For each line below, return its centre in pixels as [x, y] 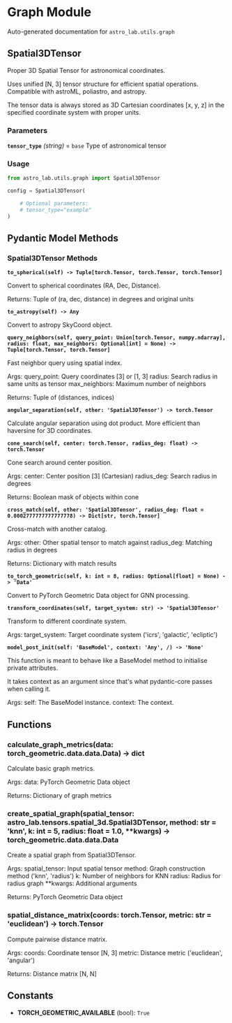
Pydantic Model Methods [63, 238]
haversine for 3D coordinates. [50, 431]
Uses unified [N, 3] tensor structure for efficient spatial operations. [103, 84]
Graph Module [49, 12]
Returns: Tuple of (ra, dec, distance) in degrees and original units [100, 299]
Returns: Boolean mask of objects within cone [73, 497]
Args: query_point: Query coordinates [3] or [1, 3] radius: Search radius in [113, 377]
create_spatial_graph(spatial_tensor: [71, 814]
